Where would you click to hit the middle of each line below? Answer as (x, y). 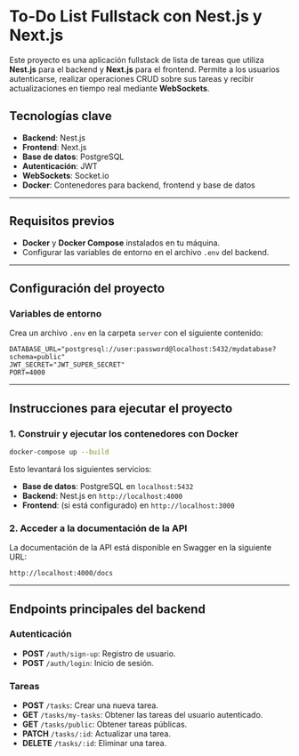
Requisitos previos (62, 221)
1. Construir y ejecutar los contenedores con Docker (124, 433)
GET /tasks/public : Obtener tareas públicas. (105, 724)
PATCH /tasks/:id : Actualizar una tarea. (97, 734)
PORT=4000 (28, 373)
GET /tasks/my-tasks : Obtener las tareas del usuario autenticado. (142, 715)
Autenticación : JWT (60, 165)
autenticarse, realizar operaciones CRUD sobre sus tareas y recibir (132, 78)
